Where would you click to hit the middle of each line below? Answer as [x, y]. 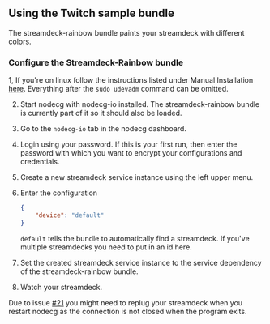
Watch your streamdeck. [61, 287]
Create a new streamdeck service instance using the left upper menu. [137, 177]
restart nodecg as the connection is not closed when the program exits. [128, 311]
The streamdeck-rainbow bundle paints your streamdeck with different [126, 32]
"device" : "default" [70, 215]
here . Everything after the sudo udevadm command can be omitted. [118, 89]
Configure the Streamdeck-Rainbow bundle [96, 62]
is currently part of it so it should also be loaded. [101, 113]
